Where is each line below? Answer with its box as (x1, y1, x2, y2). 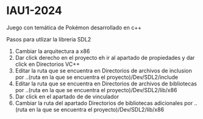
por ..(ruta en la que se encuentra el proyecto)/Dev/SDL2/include (15, 73, 179, 81)
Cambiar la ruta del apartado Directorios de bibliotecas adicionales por (15, 99, 193, 107)
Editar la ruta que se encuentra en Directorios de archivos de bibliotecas (15, 80, 197, 87)
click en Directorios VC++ (15, 60, 80, 68)
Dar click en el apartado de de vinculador (15, 93, 119, 100)
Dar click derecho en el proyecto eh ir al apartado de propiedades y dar (15, 54, 195, 61)
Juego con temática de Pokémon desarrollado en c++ (6, 24, 142, 31)
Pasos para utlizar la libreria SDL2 (6, 35, 91, 43)
